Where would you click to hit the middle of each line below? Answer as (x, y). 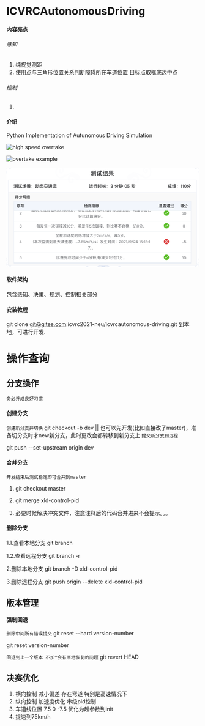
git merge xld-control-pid (47, 500)
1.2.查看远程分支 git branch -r (43, 555)
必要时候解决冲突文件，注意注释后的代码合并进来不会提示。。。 (93, 513)
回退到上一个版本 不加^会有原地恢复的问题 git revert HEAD (73, 657)
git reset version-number (38, 645)
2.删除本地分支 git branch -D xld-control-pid (62, 569)
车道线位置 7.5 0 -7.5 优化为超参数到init (64, 709)
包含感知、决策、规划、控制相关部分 (52, 294)
